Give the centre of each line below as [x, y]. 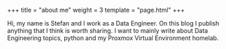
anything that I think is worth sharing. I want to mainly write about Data [108, 31]
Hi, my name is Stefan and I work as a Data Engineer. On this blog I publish [113, 23]
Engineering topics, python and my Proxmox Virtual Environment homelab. [113, 38]
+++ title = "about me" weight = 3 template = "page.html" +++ [96, 10]
